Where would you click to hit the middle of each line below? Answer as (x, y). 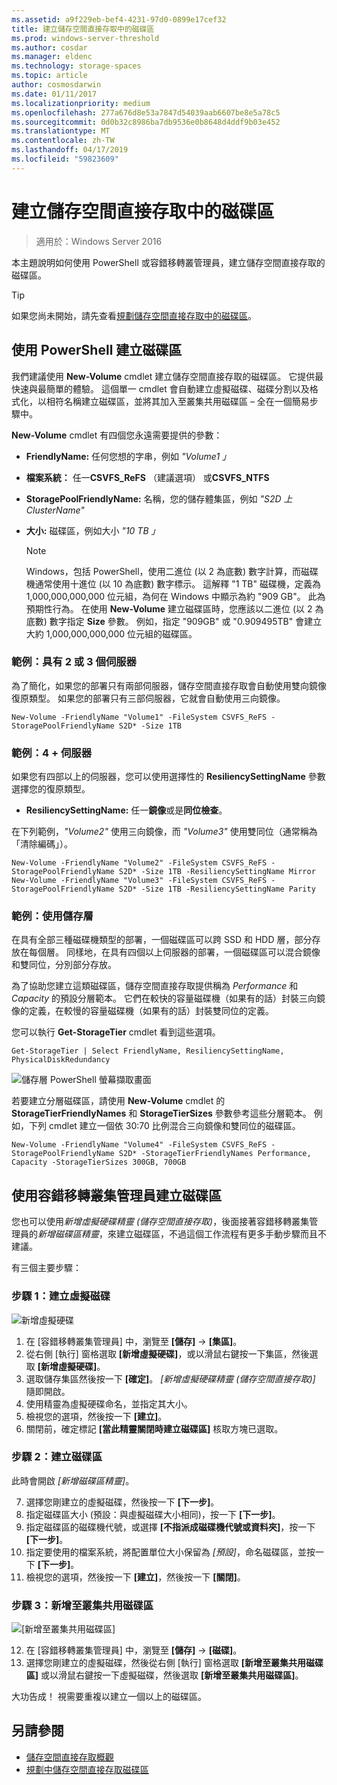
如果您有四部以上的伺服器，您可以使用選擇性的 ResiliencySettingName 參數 (168, 777)
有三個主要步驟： (46, 1268)
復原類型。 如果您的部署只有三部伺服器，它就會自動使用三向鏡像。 (148, 698)
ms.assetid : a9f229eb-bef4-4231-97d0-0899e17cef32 (119, 19)
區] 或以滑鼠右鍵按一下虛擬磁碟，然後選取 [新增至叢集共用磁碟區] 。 (164, 1675)
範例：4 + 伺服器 (52, 753)
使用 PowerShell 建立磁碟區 (97, 350)
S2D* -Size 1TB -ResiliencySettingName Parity (217, 889)
